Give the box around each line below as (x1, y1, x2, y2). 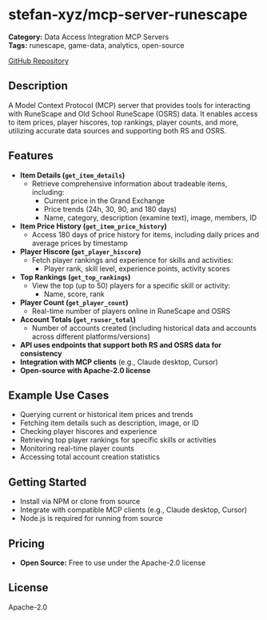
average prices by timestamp (31, 238, 128, 248)
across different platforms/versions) (31, 332, 150, 341)
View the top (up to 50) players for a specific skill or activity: (31, 280, 230, 290)
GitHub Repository (8, 56, 70, 66)
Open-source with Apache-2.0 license (19, 365, 151, 375)
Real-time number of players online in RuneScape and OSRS (31, 306, 231, 316)
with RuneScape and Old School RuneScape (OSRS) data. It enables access (8, 109, 258, 118)
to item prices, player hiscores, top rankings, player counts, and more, (8, 117, 239, 127)
